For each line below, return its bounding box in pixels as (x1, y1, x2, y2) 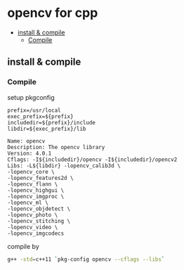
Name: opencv (7, 137, 46, 145)
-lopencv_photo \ (7, 211, 58, 219)
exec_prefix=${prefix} (7, 112, 74, 120)
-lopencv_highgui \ (7, 186, 65, 194)
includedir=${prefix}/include (7, 119, 96, 126)
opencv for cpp (7, 5, 98, 21)
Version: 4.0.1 (7, 150, 52, 157)
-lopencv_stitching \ (7, 217, 71, 224)
